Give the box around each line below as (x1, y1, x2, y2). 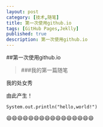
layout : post (6, 8, 39, 15)
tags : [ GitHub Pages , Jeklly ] (6, 25, 79, 32)
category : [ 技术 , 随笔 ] (6, 14, 59, 20)
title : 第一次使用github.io (6, 20, 72, 26)
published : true (6, 31, 47, 37)
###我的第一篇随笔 (20, 66, 68, 74)
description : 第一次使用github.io (6, 37, 88, 43)
